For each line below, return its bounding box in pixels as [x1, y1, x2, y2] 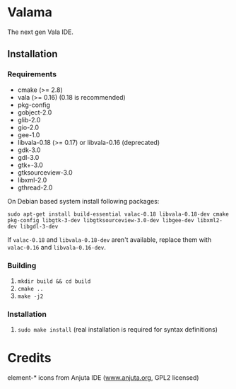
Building [7, 260, 37, 270]
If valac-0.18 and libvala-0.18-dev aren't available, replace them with [7, 235, 212, 244]
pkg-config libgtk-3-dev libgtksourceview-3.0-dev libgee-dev [7, 216, 194, 223]
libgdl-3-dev [20, 223, 59, 230]
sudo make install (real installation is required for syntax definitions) [17, 325, 218, 334]
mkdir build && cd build [17, 277, 91, 285]
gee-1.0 [17, 130, 40, 139]
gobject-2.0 [17, 108, 52, 117]
